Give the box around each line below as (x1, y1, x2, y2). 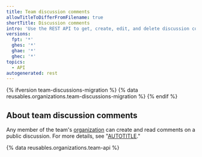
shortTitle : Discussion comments (6, 20, 90, 26)
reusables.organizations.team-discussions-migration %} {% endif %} (6, 93, 178, 100)
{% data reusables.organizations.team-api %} (6, 144, 120, 152)
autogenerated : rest (6, 70, 58, 76)
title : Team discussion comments (6, 8, 90, 15)
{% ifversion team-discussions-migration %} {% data (6, 86, 138, 93)
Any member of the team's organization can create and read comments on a (6, 126, 195, 134)
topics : (6, 59, 26, 65)
